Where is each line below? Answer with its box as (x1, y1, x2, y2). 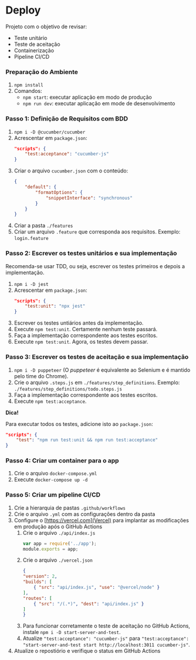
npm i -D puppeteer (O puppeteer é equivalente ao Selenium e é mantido (13, 366, 191, 374)
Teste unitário (13, 34, 48, 41)
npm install (13, 82, 43, 88)
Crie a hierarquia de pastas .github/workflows (13, 504, 126, 511)
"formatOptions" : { (35, 189, 83, 195)
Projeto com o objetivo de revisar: (5, 23, 87, 30)
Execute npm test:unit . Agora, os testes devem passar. (13, 338, 149, 345)
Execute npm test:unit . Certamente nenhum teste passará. (13, 326, 158, 333)
